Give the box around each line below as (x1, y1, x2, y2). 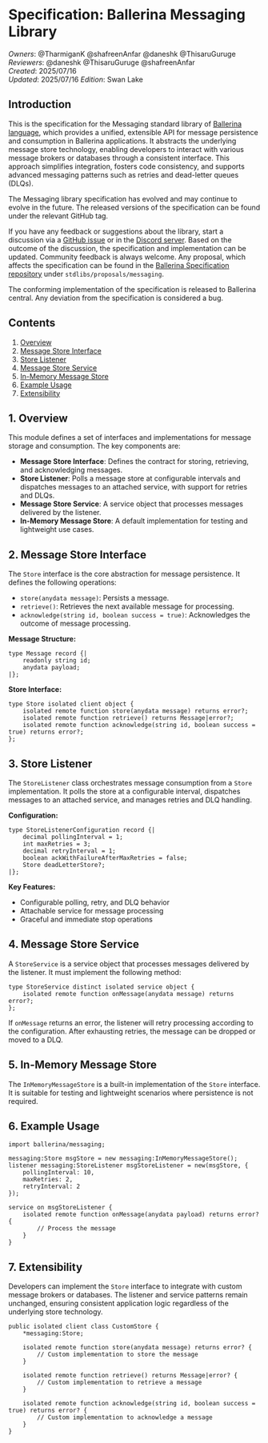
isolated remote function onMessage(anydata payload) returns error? (22, 1210, 260, 1219)
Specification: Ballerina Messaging (8, 6, 246, 24)
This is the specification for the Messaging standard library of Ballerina (8, 118, 242, 129)
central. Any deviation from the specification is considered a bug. (8, 293, 224, 302)
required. (8, 1096, 38, 1105)
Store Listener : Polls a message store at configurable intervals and (19, 474, 241, 483)
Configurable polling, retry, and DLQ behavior (19, 897, 170, 907)
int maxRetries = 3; (22, 840, 91, 848)
